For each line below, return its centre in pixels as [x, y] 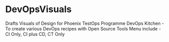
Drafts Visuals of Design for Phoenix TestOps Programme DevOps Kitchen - [85, 23]
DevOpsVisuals [38, 9]
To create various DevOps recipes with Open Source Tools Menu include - [83, 28]
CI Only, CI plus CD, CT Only [35, 34]
